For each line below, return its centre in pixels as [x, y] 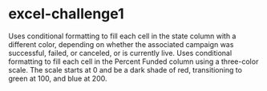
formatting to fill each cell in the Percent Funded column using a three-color [133, 61]
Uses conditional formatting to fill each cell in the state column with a [122, 36]
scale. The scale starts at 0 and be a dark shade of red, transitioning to [125, 69]
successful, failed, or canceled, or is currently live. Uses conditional [120, 53]
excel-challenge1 [66, 14]
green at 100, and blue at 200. [58, 78]
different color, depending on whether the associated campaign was [121, 44]
